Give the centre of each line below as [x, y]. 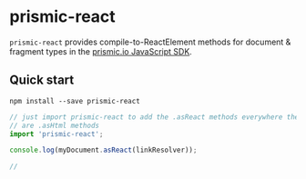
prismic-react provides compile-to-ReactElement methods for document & [150, 42]
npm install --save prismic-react [75, 101]
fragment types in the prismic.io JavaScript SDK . [101, 51]
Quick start [42, 80]
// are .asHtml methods [55, 125]
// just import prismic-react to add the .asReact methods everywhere [146, 117]
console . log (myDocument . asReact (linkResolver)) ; [103, 150]
